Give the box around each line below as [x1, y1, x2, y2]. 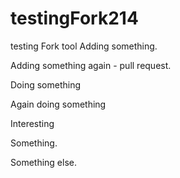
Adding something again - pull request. [10, 59, 172, 71]
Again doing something [10, 98, 107, 110]
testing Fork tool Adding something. [10, 40, 158, 52]
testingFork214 [10, 7, 139, 30]
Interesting [10, 117, 55, 129]
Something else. [10, 156, 77, 168]
